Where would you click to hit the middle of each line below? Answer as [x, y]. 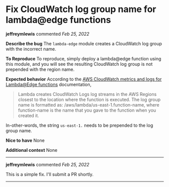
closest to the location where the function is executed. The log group [89, 100]
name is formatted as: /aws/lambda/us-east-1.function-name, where [89, 105]
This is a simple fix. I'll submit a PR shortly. [50, 174]
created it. [29, 115]
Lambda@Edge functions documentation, [49, 84]
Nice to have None [25, 140]
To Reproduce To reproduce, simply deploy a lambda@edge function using [83, 58]
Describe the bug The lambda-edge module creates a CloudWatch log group [84, 43]
